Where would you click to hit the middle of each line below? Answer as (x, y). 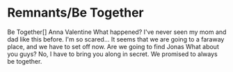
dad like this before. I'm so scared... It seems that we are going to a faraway (116, 39)
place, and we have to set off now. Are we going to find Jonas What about (113, 46)
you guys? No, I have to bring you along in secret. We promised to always (112, 54)
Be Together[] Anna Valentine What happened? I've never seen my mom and (117, 32)
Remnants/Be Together (75, 13)
